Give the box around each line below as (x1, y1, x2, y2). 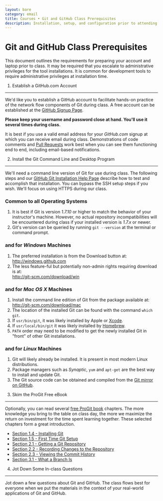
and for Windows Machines (5, 242, 71, 249)
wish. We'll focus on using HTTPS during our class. (5, 186, 108, 192)
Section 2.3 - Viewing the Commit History (12, 451, 96, 457)
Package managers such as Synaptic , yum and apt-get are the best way (12, 366, 155, 373)
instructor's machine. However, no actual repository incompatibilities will (12, 214, 157, 220)
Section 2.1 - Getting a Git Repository (12, 441, 86, 447)
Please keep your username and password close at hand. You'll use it (5, 116, 148, 122)
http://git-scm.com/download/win (12, 273, 80, 279)
